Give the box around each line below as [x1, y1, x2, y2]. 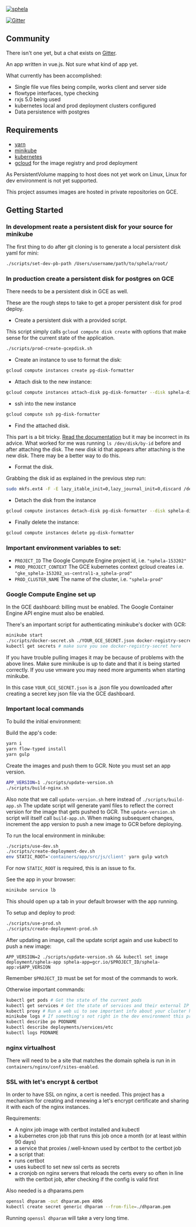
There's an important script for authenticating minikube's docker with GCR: [6, 621, 187, 628]
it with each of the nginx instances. [6, 1104, 90, 1111]
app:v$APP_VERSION [6, 964, 51, 970]
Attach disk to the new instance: [14, 378, 92, 386]
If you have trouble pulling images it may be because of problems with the [6, 654, 184, 661]
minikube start [6, 633, 43, 638]
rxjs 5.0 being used [14, 95, 61, 102]
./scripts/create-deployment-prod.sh [6, 926, 98, 932]
